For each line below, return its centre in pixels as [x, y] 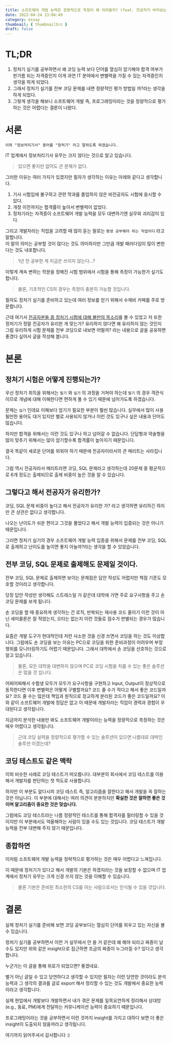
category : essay [23, 19]
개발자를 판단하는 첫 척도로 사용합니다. [53, 781]
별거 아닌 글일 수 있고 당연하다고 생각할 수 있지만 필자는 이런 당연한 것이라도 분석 [86, 977]
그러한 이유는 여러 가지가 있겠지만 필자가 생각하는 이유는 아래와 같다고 [75, 177]
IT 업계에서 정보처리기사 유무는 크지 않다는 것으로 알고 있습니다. [69, 155]
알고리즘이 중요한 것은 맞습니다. [46, 804]
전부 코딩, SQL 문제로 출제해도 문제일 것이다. [72, 565]
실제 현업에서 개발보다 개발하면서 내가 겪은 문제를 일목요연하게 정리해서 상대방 [83, 1001]
